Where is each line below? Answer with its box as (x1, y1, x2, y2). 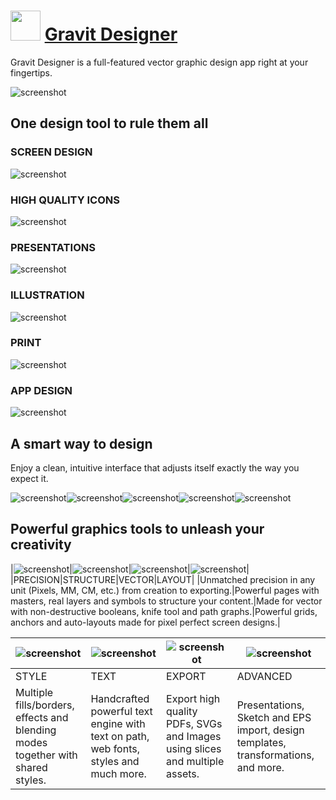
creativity (10, 536, 72, 554)
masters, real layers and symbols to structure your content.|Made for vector (10, 595, 323, 607)
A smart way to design (10, 435, 153, 452)
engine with (90, 716, 146, 730)
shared (15, 760, 48, 774)
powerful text (90, 704, 153, 718)
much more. (90, 766, 147, 780)
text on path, (90, 729, 150, 743)
